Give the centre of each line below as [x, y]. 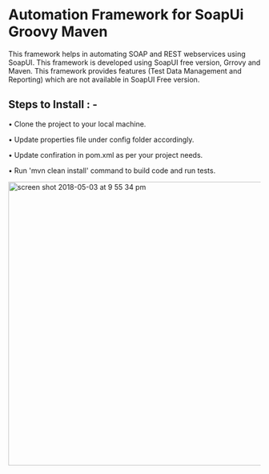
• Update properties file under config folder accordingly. [101, 139]
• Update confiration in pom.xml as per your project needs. [106, 155]
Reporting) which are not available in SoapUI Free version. [104, 79]
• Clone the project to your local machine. [77, 124]
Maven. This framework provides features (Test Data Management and [125, 70]
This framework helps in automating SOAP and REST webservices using [127, 54]
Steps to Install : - [53, 104]
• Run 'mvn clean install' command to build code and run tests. [112, 171]
